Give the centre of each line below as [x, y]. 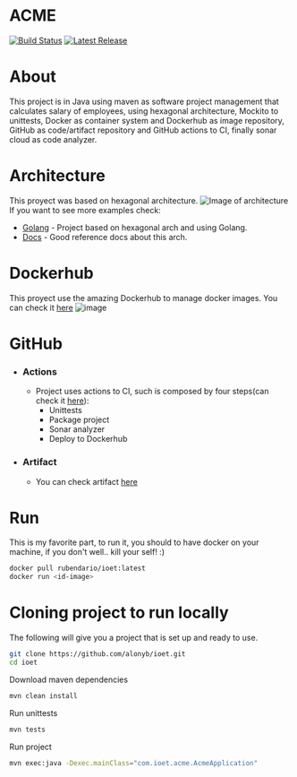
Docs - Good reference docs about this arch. [105, 237]
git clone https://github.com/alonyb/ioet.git [98, 654]
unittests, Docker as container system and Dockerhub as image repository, [147, 120]
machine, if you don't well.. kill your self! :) [87, 552]
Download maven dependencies [68, 679]
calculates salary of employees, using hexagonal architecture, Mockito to [144, 111]
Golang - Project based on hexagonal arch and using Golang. [135, 227]
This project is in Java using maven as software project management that [144, 101]
